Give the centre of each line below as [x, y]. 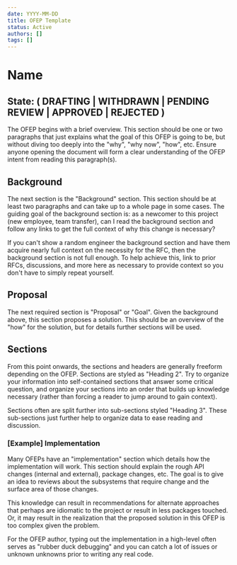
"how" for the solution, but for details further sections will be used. [104, 327]
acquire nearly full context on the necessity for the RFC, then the [102, 250]
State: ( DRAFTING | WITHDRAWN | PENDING [109, 101]
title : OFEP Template [39, 21]
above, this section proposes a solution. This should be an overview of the [116, 319]
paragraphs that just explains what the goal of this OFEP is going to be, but [116, 137]
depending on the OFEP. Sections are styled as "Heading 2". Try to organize [118, 374]
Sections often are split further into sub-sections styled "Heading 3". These [117, 410]
